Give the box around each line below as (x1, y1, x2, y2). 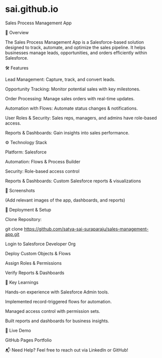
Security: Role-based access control (5, 168, 80, 174)
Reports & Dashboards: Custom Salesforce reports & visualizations (5, 178, 141, 184)
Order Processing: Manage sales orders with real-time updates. (5, 95, 135, 101)
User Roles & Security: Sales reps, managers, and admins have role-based (5, 115, 157, 121)
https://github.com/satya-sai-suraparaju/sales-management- (24, 226, 149, 232)
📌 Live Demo (5, 327, 31, 333)
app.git (5, 231, 20, 237)
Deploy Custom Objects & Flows (5, 250, 71, 256)
